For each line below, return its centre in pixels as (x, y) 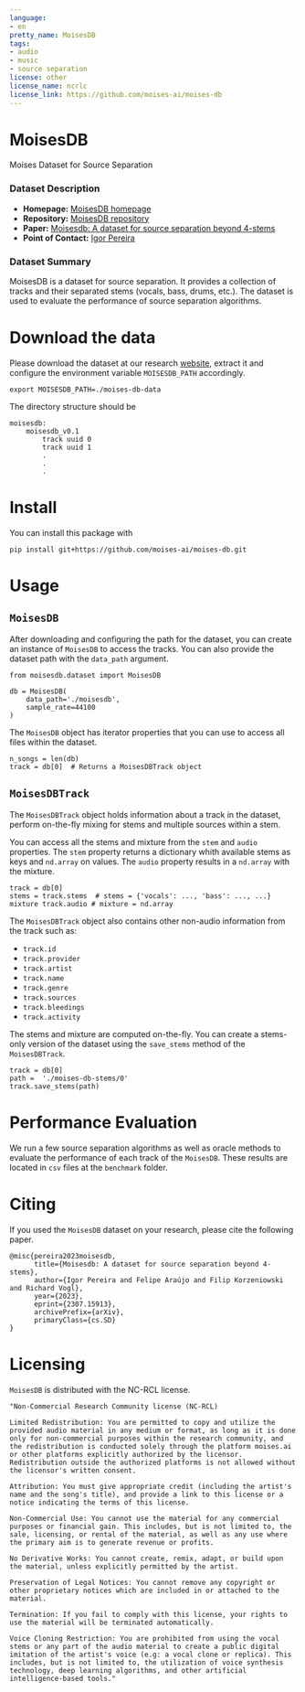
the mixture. (32, 871)
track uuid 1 (67, 447)
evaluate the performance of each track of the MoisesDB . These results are (149, 1157)
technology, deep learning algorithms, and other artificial (128, 1670)
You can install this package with (71, 532)
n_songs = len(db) (44, 759)
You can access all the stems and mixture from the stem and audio (134, 841)
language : (28, 18)
